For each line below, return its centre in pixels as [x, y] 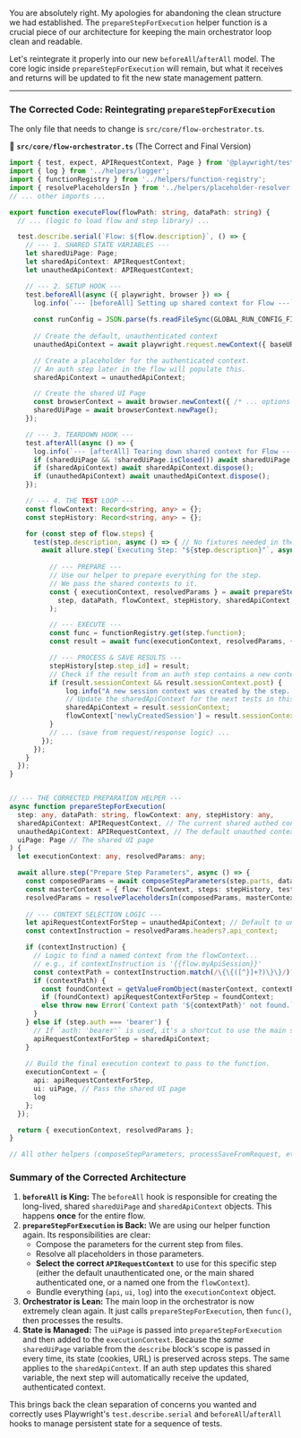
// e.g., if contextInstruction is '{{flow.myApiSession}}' [147, 964]
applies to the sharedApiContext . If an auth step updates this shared [146, 1368]
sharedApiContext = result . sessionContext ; [148, 708]
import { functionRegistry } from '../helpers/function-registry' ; [138, 180]
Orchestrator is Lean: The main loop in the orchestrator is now [138, 1302]
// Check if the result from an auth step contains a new [159, 674]
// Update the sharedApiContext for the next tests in [170, 699]
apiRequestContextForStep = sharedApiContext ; [121, 1038]
